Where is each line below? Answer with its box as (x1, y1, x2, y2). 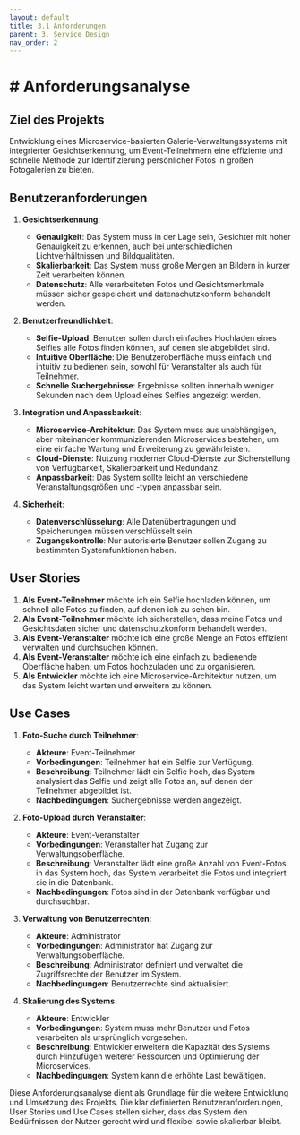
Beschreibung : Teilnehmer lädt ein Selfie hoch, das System (35, 766, 256, 777)
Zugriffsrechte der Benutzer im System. (35, 969, 182, 979)
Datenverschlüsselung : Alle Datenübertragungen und (35, 516, 236, 527)
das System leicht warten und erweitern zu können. (21, 679, 213, 690)
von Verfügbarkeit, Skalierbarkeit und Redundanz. (35, 463, 221, 474)
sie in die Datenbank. (35, 876, 114, 887)
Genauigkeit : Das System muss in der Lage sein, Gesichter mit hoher (35, 232, 291, 243)
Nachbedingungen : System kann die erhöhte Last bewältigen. (35, 1070, 267, 1080)
